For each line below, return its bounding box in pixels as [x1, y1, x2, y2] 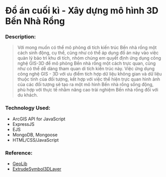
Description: [5, 33, 36, 40]
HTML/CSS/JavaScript [12, 137, 59, 143]
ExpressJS [12, 121, 35, 127]
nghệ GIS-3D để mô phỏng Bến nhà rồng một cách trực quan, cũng [17, 60, 156, 67]
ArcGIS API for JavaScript [12, 116, 66, 122]
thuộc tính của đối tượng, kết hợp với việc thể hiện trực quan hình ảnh [17, 76, 161, 82]
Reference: [5, 149, 33, 156]
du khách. [17, 92, 38, 98]
